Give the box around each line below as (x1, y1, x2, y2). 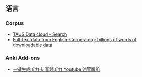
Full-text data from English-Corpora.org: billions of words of (12, 36, 137, 42)
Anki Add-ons (5, 54, 40, 61)
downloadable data (12, 42, 53, 48)
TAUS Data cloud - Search (12, 31, 67, 37)
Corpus (5, 20, 24, 27)
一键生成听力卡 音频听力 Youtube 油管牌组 (12, 66, 100, 72)
